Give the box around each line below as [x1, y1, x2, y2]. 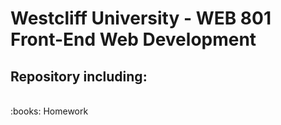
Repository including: [10, 68, 148, 85]
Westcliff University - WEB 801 [10, 7, 272, 30]
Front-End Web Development [10, 28, 257, 51]
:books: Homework [10, 105, 89, 117]
